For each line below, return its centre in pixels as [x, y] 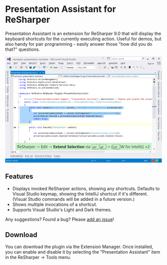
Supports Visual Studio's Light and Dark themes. [62, 209]
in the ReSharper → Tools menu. [38, 258]
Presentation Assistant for [61, 9]
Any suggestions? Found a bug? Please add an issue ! [60, 219]
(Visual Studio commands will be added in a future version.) [74, 199]
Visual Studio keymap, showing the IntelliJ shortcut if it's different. [80, 194]
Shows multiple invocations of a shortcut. [55, 204]
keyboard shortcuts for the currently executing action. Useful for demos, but [83, 39]
